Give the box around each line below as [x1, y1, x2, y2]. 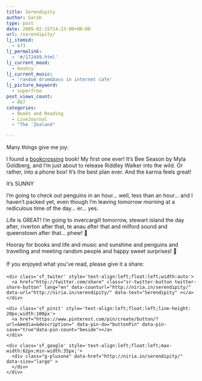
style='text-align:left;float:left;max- [69, 343, 172, 349]
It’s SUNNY [6, 180, 35, 187]
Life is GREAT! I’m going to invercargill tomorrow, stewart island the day [6, 217, 184, 224]
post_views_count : [6, 93, 53, 99]
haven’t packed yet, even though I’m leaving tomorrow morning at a [6, 198, 175, 206]
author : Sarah [6, 15, 42, 21]
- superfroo [12, 88, 42, 94]
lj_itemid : [6, 37, 34, 43]
